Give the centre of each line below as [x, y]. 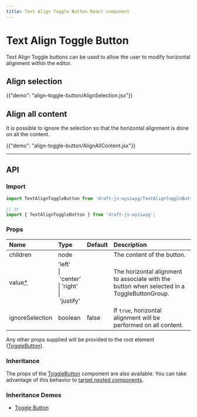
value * [18, 282]
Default [98, 245]
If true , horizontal [138, 310]
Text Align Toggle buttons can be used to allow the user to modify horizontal [98, 57]
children [20, 255]
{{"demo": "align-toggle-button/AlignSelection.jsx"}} [69, 96]
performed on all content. [148, 325]
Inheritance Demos [34, 395]
